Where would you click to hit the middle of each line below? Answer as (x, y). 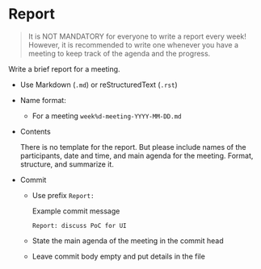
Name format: (43, 100)
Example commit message (76, 211)
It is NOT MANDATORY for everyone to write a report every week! (137, 36)
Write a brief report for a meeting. (64, 68)
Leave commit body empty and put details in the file (119, 256)
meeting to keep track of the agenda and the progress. (119, 53)
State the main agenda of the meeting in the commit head (128, 240)
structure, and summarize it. (67, 164)
